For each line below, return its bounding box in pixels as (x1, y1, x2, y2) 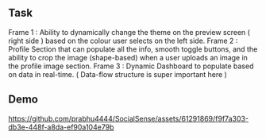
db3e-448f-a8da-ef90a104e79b (8, 122, 114, 132)
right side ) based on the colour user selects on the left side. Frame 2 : (8, 36, 238, 45)
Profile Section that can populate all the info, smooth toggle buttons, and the (8, 44, 258, 54)
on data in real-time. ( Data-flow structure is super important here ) (8, 69, 228, 79)
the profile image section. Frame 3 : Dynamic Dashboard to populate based (8, 61, 254, 71)
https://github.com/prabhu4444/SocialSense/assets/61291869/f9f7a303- (8, 114, 249, 123)
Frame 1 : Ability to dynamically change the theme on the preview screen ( (8, 27, 250, 37)
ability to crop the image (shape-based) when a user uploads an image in (8, 52, 249, 62)
